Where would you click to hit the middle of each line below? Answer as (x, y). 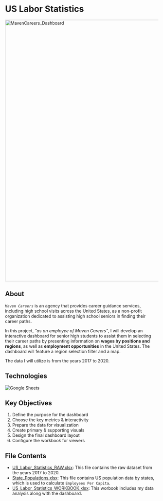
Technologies (26, 376)
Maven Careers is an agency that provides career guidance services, (73, 305)
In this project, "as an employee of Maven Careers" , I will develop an (74, 331)
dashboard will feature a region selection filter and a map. (63, 351)
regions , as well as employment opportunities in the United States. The (77, 346)
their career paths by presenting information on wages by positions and (77, 341)
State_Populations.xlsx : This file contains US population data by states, (83, 478)
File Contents (26, 456)
